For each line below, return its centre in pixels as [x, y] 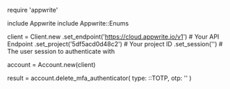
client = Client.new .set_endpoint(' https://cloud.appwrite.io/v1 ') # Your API [113, 37]
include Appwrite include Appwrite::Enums [68, 23]
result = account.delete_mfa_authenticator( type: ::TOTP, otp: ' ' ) [100, 78]
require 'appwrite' [33, 10]
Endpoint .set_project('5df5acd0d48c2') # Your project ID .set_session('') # [115, 44]
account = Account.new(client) [51, 65]
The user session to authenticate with [61, 51]
